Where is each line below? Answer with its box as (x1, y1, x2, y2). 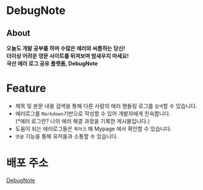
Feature (6, 81, 46, 95)
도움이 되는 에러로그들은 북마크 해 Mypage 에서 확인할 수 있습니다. (15, 125, 172, 132)
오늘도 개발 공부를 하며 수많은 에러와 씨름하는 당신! (6, 45, 126, 52)
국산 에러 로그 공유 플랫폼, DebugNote (6, 60, 98, 67)
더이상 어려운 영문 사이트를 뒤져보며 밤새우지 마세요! (6, 52, 129, 59)
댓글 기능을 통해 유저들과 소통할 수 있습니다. (15, 132, 118, 140)
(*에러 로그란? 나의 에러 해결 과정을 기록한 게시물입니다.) (15, 117, 151, 124)
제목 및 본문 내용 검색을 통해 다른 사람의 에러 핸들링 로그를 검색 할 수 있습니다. (15, 102, 198, 109)
